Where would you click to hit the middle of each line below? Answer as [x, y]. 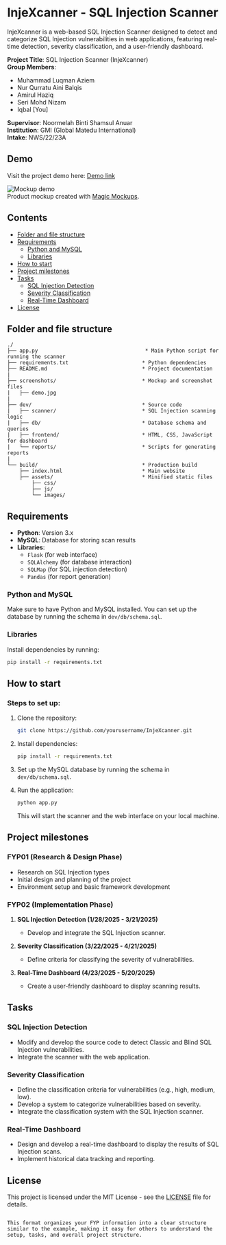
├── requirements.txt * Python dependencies [107, 363]
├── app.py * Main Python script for [113, 351]
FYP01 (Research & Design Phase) [65, 857]
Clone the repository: [47, 718]
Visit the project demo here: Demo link [61, 175]
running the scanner [37, 357]
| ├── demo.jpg [32, 393]
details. [17, 1204]
